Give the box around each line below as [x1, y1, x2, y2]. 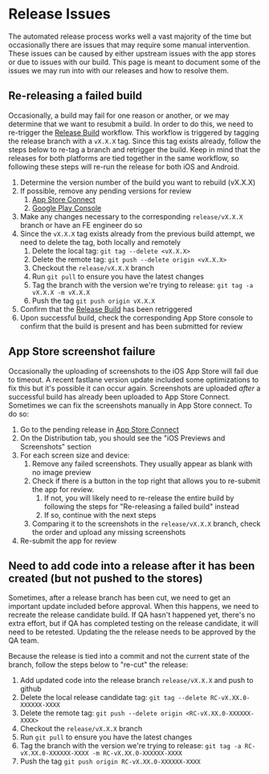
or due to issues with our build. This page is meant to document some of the [8, 57, 261, 67]
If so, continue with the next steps [43, 510, 157, 519]
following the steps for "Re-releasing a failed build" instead [43, 501, 239, 511]
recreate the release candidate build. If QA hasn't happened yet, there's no [8, 610, 255, 620]
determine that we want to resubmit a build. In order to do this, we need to [8, 118, 254, 129]
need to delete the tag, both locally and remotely [19, 237, 181, 246]
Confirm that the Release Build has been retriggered [19, 304, 193, 314]
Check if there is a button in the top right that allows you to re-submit [31, 476, 261, 486]
